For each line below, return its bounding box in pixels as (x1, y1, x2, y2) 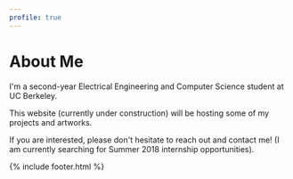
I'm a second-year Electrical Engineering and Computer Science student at (9, 81, 284, 92)
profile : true (9, 12, 62, 22)
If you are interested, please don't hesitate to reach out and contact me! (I (9, 134, 280, 145)
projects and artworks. (9, 117, 93, 127)
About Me (9, 51, 84, 71)
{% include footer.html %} (9, 161, 105, 172)
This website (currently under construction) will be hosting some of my (9, 108, 270, 118)
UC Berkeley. (9, 90, 58, 101)
